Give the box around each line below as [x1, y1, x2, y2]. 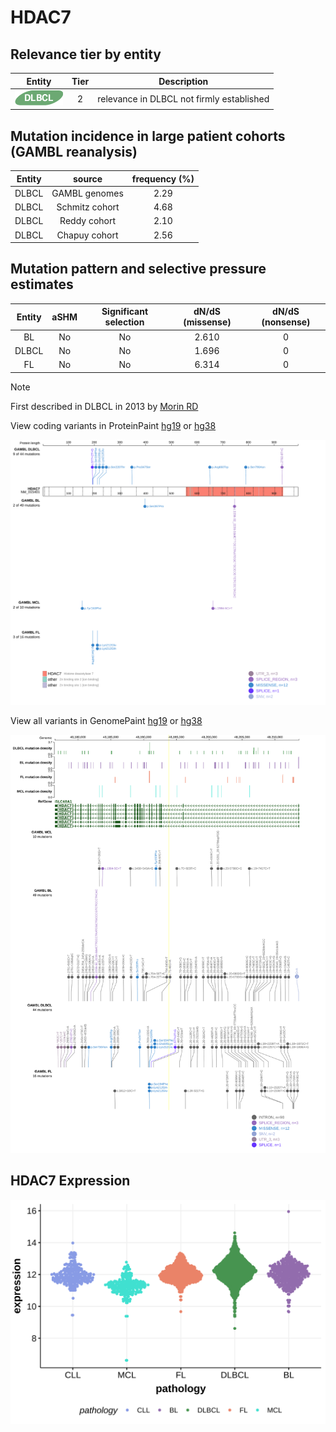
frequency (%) [131, 172, 195, 185]
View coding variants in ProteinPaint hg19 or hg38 [10, 419, 217, 431]
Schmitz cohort [56, 201, 120, 213]
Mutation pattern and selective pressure [10, 261, 267, 278]
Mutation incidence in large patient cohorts [10, 127, 286, 145]
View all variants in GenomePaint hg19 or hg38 [10, 715, 203, 727]
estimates [10, 276, 74, 293]
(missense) [183, 316, 232, 328]
